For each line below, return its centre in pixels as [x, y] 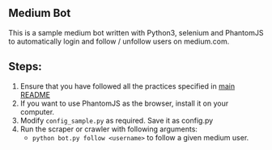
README [35, 94]
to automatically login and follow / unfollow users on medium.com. [119, 41]
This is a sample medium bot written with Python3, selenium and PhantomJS [136, 32]
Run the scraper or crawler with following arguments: [109, 129]
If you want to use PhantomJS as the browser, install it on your [124, 103]
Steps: [25, 67]
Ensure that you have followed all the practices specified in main [127, 86]
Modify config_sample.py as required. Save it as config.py [117, 120]
